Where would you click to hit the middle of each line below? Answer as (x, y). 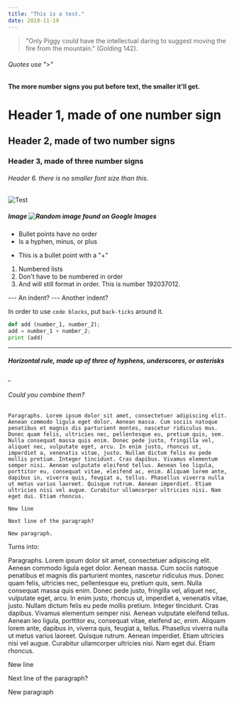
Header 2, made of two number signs (92, 141)
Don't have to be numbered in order (71, 276)
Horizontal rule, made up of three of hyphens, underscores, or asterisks (116, 360)
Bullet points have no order (58, 234)
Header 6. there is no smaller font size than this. (78, 178)
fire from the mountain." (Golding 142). (82, 48)
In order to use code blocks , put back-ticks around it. (86, 312)
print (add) (26, 338)
